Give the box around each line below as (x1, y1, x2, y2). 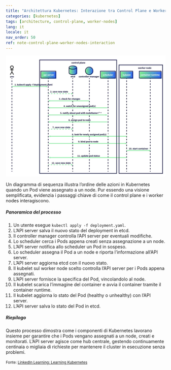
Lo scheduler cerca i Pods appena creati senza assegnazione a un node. (13, 238, 165, 244)
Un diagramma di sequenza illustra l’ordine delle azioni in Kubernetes (6, 181, 150, 188)
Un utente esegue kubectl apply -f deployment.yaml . (13, 222, 126, 228)
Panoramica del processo (6, 209, 61, 215)
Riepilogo (6, 315, 26, 321)
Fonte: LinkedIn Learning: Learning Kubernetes (6, 360, 88, 365)
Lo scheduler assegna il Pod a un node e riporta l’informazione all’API (13, 249, 158, 255)
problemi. (6, 349, 26, 355)
